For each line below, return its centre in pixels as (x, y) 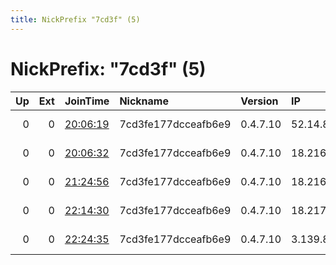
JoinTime (87, 101)
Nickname (144, 101)
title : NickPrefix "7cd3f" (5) (75, 19)
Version (259, 101)
